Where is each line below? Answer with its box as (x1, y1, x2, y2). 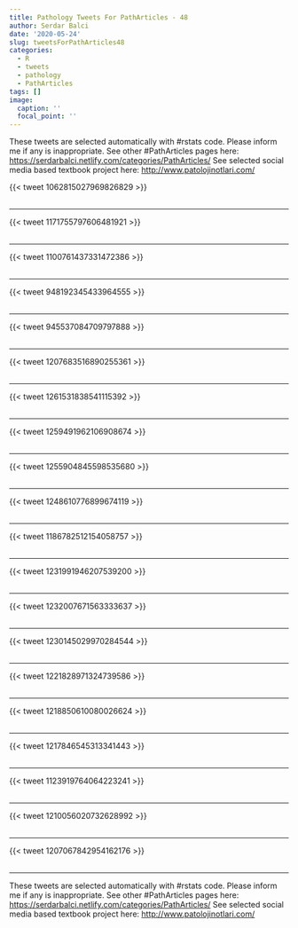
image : (9, 95, 34, 105)
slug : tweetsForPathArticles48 (9, 37, 125, 47)
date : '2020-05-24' (9, 29, 82, 38)
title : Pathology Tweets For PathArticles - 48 (9, 12, 189, 22)
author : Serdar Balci (9, 21, 90, 30)
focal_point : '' (17, 112, 77, 121)
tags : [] (9, 87, 42, 96)
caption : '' (17, 104, 62, 113)
